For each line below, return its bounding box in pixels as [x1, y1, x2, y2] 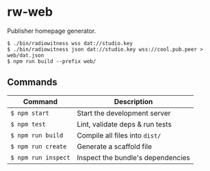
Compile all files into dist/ [77, 131, 161, 140]
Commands [7, 77, 58, 88]
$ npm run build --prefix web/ [7, 57, 96, 65]
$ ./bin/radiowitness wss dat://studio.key [7, 40, 133, 47]
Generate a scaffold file [77, 142, 153, 151]
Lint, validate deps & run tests [77, 119, 172, 129]
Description [114, 96, 153, 106]
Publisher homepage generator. [7, 27, 96, 35]
